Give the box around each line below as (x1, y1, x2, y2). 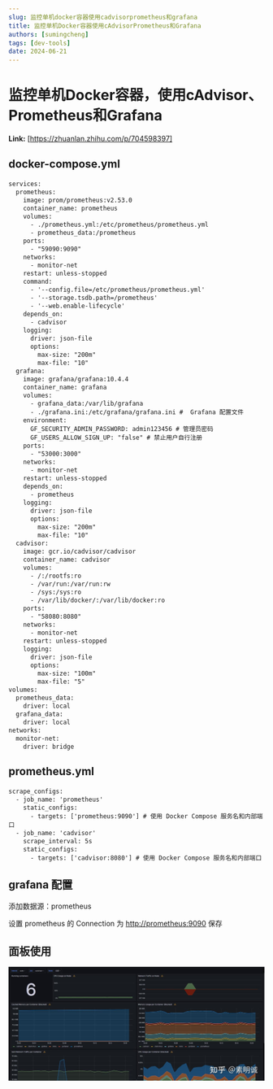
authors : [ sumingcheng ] (8, 30, 89, 38)
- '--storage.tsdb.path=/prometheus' (29, 294, 158, 302)
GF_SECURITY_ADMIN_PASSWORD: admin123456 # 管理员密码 (29, 425, 214, 433)
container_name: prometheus (23, 204, 118, 212)
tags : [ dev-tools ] (8, 39, 71, 47)
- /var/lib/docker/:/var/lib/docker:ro (29, 596, 165, 604)
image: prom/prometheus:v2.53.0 (23, 196, 132, 204)
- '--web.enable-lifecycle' (29, 302, 126, 310)
